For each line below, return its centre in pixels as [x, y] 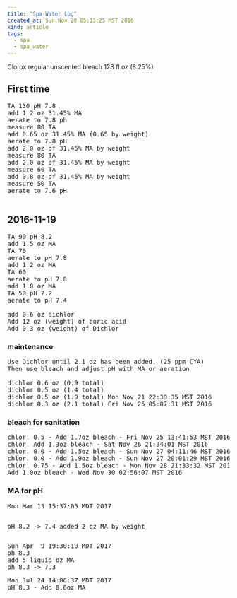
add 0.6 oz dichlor [41, 314]
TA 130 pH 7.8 [32, 106]
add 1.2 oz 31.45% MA [45, 113]
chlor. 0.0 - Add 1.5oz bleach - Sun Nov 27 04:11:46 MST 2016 [119, 452]
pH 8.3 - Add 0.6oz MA [47, 587]
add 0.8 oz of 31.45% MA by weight [69, 176]
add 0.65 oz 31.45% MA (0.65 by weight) [78, 134]
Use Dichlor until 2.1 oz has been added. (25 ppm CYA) [106, 362]
